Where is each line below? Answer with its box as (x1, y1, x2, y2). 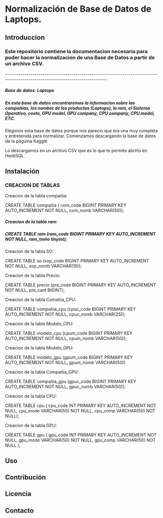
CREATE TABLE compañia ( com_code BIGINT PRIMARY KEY (5, 202, 127, 208)
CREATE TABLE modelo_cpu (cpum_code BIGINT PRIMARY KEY (5, 330, 133, 336)
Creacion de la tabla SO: (5, 248, 54, 255)
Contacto (5, 506, 34, 515)
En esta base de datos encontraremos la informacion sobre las (5, 100, 135, 106)
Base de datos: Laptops (5, 87, 54, 93)
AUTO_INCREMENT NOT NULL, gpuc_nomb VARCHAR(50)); (5, 384, 126, 389)
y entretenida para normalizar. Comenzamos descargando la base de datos (5, 133, 156, 139)
